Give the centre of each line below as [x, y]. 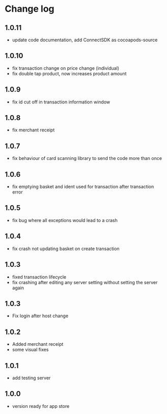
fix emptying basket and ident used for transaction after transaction [83, 187]
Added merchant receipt [38, 344]
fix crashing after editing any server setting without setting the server [85, 282]
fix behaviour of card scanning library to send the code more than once [87, 158]
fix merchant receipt [33, 130]
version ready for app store [41, 406]
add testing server [31, 378]
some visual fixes [30, 350]
